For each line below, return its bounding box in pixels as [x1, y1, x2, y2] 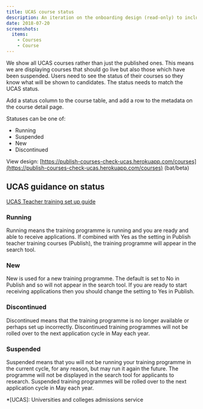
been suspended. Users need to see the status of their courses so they [6, 72, 183, 79]
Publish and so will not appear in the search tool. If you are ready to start [6, 281, 187, 288]
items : [11, 32, 28, 38]
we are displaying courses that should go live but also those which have [6, 65, 185, 73]
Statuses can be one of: [6, 115, 66, 122]
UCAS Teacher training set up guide [6, 198, 96, 205]
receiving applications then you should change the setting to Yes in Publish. [6, 288, 195, 295]
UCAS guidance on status [6, 182, 105, 192]
